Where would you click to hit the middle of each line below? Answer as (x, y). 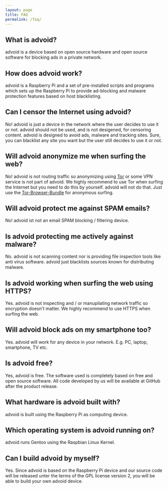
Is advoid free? (29, 363)
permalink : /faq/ (23, 19)
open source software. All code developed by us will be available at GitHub (83, 381)
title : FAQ (17, 15)
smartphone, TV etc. (26, 347)
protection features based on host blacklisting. (53, 96)
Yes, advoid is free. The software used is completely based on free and (79, 375)
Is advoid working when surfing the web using (79, 283)
